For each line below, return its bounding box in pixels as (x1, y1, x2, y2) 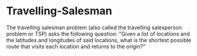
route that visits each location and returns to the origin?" (6, 43, 146, 50)
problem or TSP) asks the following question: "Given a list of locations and (6, 30, 190, 37)
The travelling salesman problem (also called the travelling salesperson (6, 24, 182, 31)
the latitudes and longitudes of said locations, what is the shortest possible (6, 36, 192, 43)
